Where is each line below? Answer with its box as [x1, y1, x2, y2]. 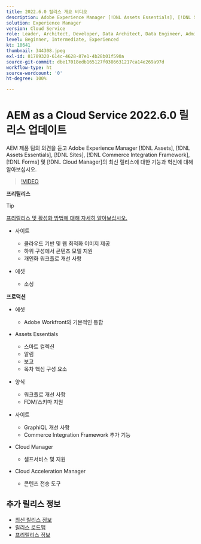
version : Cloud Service [6, 25, 66, 32]
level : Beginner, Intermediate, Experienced [6, 37, 119, 43]
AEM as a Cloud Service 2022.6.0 [6, 108, 177, 122]
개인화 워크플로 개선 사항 [23, 255, 82, 262]
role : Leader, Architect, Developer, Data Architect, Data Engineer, [6, 31, 184, 37]
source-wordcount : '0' [6, 70, 63, 76]
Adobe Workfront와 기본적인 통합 [23, 319, 103, 326]
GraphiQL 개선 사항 [23, 424, 70, 431]
